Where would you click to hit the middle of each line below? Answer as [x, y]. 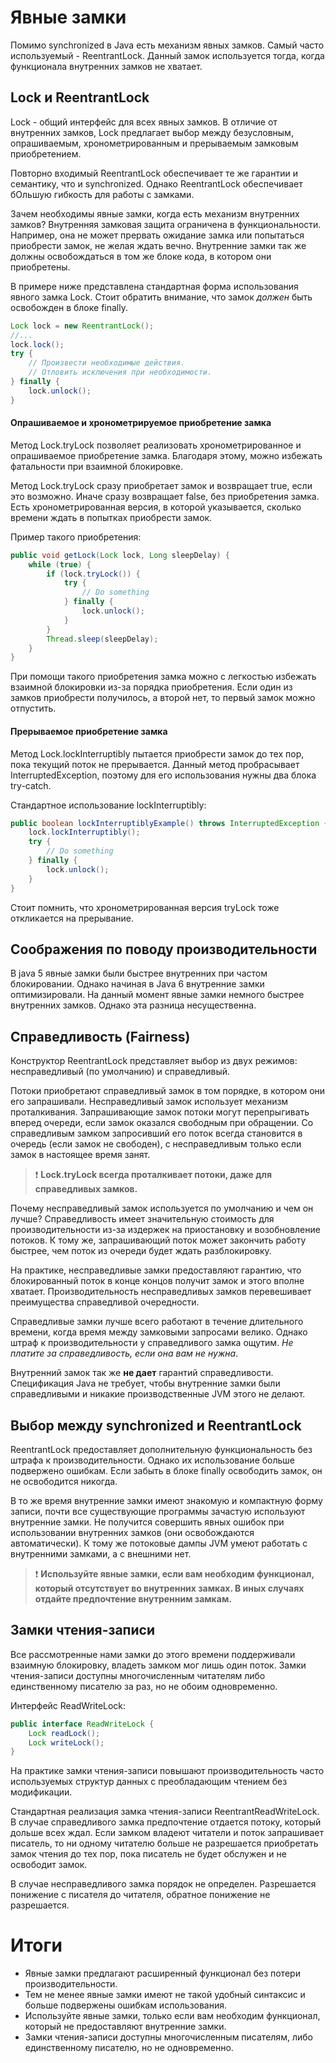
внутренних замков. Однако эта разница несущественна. [133, 1005]
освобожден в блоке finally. [69, 307]
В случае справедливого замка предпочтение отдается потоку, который [166, 1822]
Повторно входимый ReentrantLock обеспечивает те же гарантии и [154, 173]
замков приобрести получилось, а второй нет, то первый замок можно [163, 698]
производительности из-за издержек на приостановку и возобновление [165, 1230]
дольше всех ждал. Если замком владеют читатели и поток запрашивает [167, 1833]
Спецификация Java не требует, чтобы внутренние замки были [145, 1383]
